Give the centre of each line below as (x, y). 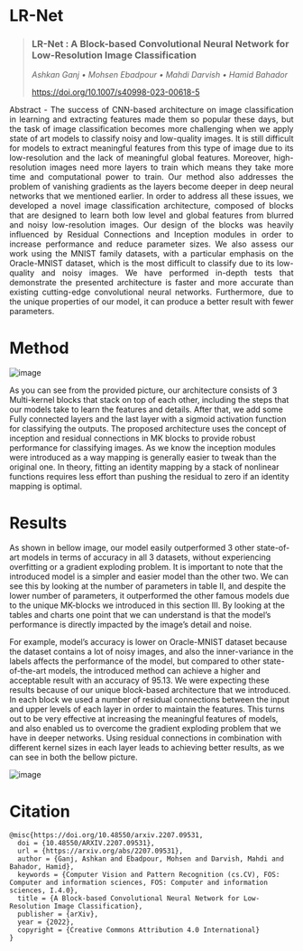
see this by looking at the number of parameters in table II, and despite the (148, 586)
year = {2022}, (46, 922)
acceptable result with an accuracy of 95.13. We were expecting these (139, 681)
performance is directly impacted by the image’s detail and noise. (131, 625)
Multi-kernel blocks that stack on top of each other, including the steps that (149, 400)
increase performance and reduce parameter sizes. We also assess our (151, 244)
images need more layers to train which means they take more (171, 167)
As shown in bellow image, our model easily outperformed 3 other (132, 548)
